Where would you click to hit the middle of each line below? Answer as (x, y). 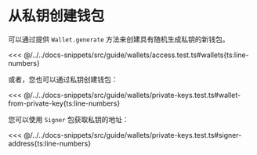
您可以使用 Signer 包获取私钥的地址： (69, 119)
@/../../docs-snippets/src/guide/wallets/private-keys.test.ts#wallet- (132, 95)
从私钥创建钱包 (56, 16)
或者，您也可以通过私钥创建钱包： (63, 79)
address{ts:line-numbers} (50, 143)
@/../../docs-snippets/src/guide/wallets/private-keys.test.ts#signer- (132, 135)
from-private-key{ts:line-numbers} (64, 103)
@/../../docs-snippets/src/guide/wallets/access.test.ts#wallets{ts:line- (136, 55)
